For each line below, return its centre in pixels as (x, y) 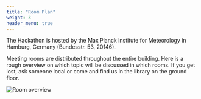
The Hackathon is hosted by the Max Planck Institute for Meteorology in (97, 41)
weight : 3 (19, 18)
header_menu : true (30, 23)
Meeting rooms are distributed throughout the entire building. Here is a (95, 59)
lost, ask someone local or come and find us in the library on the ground (97, 72)
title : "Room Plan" (31, 12)
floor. (13, 78)
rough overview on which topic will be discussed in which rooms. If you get (101, 65)
